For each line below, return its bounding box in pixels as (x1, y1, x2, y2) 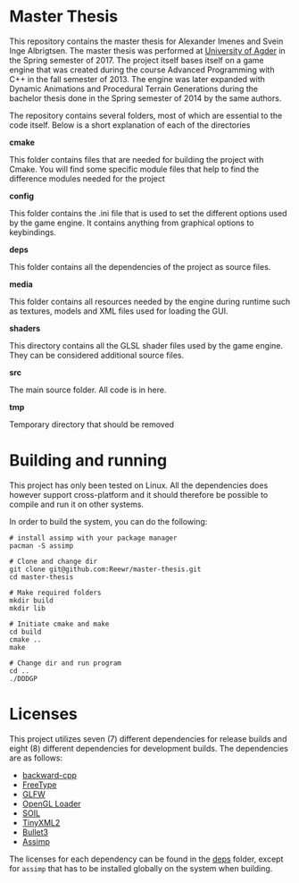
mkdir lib (9, 603, 46, 613)
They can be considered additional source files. (9, 349, 185, 360)
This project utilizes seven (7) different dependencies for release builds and (9, 733, 287, 744)
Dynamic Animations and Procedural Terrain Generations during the (9, 83, 259, 94)
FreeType (21, 779, 57, 790)
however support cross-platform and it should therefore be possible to (9, 489, 269, 500)
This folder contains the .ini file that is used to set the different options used (9, 207, 287, 218)
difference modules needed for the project (9, 172, 165, 184)
